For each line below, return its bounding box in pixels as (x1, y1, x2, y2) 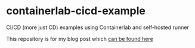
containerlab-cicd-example (6, 4, 146, 18)
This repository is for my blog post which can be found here (6, 35, 153, 42)
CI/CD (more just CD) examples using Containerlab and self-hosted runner (6, 24, 190, 31)
